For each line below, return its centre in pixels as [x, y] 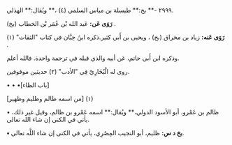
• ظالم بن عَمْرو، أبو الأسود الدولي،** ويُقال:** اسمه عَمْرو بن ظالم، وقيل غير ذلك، [113, 112]
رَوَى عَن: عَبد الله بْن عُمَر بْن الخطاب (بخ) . [61, 23]
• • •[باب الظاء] [28, 85]
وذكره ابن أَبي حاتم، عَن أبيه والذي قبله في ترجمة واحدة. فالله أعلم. [93, 58]
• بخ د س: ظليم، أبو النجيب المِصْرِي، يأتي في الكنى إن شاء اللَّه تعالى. [95, 133]
